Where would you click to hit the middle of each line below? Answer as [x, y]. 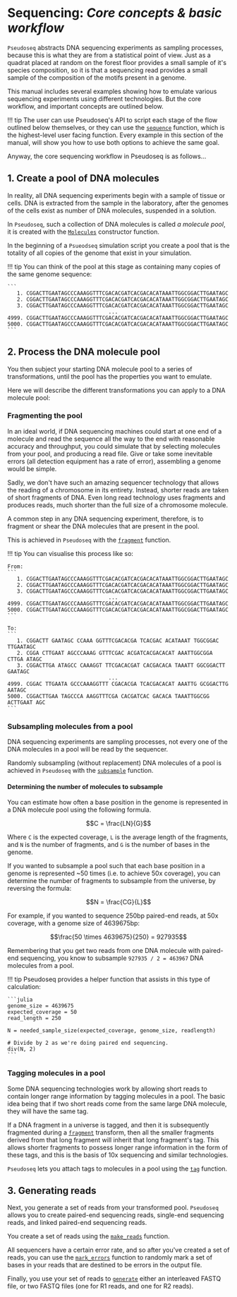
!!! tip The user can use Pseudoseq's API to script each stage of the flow [113, 120]
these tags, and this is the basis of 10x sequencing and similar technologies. [118, 1155]
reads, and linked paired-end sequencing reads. [77, 1223]
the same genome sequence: [50, 274]
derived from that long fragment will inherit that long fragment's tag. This [114, 1139]
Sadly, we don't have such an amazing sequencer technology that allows [113, 482]
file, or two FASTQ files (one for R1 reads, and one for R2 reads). [101, 1286]
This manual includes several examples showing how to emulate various [112, 91]
